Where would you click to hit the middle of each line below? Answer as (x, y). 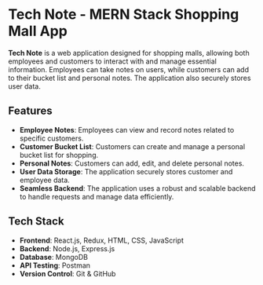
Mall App (38, 31)
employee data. (45, 180)
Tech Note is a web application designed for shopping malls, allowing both (129, 53)
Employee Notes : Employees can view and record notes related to (127, 130)
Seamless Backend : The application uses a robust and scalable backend (137, 188)
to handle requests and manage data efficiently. (97, 196)
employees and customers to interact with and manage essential (113, 61)
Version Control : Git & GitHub (68, 273)
